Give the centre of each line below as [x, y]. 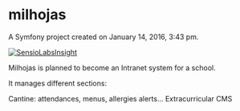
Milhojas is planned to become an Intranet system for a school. [112, 67]
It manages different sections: [57, 83]
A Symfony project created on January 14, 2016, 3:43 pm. [104, 37]
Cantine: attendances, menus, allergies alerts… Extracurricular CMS [120, 98]
